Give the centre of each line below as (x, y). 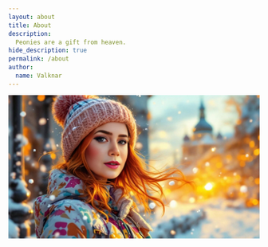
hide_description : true (48, 51)
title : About (30, 25)
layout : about (32, 17)
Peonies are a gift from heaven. (71, 42)
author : (21, 68)
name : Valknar (39, 76)
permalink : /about (39, 59)
